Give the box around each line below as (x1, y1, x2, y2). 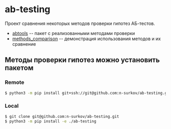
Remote (5, 79, 25, 86)
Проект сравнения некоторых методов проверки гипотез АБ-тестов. (5, 20, 155, 26)
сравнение (12, 41, 36, 47)
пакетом (5, 63, 34, 72)
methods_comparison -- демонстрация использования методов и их (12, 36, 161, 42)
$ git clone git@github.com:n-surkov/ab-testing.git (5, 114, 119, 119)
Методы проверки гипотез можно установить (5, 56, 160, 64)
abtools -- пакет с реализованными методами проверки (12, 30, 135, 36)
